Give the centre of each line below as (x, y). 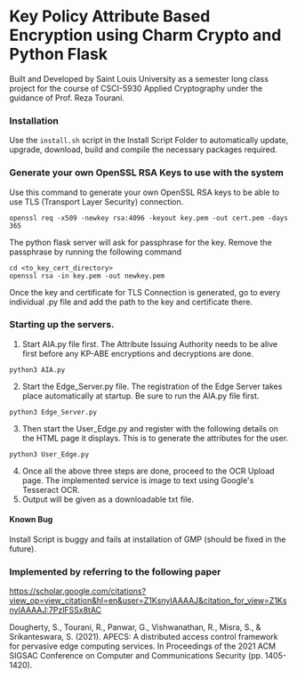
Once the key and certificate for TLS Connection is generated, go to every (145, 292)
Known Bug (31, 520)
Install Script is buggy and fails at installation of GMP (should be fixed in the (148, 539)
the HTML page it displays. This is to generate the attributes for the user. (155, 438)
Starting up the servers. (62, 325)
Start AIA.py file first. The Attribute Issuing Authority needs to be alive (150, 343)
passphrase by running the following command (96, 252)
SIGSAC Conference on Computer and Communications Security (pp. (136, 656)
